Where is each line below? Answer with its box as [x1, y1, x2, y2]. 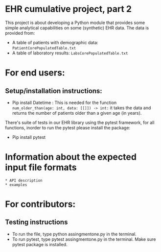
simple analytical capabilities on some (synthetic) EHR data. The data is [5, 25, 149, 30]
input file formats [5, 162, 77, 173]
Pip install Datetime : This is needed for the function [12, 100, 117, 105]
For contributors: [5, 199, 76, 210]
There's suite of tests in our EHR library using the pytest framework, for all [5, 119, 155, 126]
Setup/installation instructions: [5, 87, 103, 95]
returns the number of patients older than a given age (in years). [12, 110, 142, 116]
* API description [5, 178, 43, 183]
